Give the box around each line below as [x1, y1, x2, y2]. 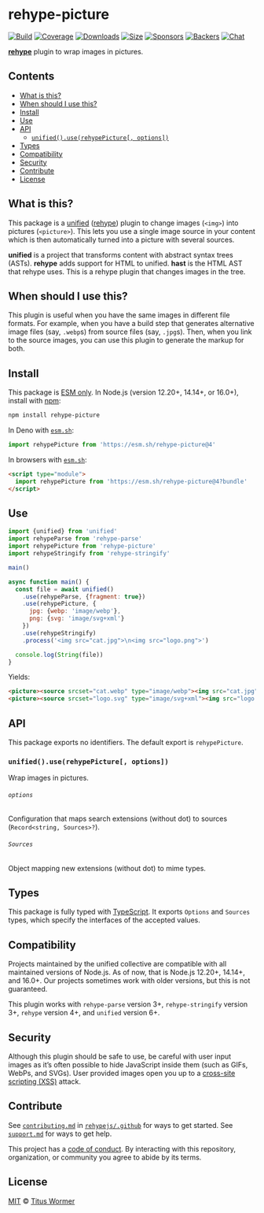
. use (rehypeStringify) [22, 629, 97, 637]
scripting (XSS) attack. [8, 1077, 81, 1086]
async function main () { [8, 577, 90, 586]
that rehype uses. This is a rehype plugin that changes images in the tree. [8, 266, 246, 276]
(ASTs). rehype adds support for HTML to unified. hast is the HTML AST [8, 258, 243, 268]
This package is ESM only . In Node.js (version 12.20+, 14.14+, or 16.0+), [8, 388, 240, 397]
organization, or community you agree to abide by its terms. [8, 1152, 202, 1162]
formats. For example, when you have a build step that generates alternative [8, 319, 255, 328]
